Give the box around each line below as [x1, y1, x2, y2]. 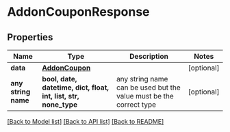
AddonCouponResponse [7, 4, 150, 20]
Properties [7, 31, 53, 43]
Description [129, 52, 169, 61]
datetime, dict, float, [42, 83, 110, 92]
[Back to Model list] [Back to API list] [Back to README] [7, 118, 164, 125]
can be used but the [116, 83, 181, 92]
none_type [42, 100, 77, 109]
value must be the [116, 92, 175, 101]
